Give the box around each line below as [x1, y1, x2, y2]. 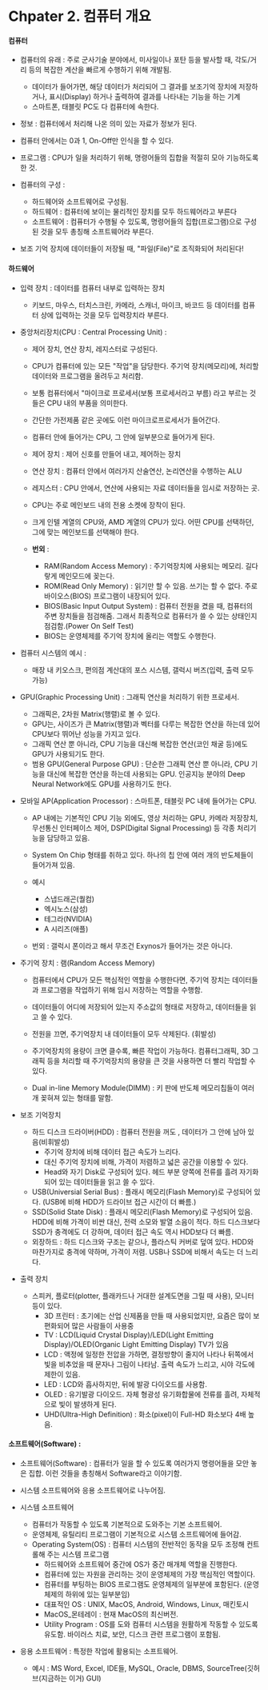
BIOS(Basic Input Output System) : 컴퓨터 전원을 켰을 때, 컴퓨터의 [43, 601, 254, 610]
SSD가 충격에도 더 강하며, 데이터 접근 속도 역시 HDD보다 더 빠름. [31, 1227, 234, 1237]
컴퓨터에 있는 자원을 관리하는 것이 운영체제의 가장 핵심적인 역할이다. [43, 1569, 256, 1579]
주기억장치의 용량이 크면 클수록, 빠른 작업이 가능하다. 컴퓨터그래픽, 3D [31, 1045, 250, 1056]
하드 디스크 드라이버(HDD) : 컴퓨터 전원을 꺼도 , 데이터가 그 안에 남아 [31, 1127, 246, 1137]
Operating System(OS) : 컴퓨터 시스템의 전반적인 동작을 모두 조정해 [31, 1539, 246, 1548]
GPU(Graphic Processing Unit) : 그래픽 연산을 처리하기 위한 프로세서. [19, 692, 240, 701]
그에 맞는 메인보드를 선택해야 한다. [31, 527, 139, 537]
